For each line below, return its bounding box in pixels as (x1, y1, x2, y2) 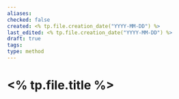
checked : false (7, 16, 51, 23)
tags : (7, 42, 23, 48)
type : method (7, 48, 44, 55)
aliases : (7, 10, 32, 17)
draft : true (7, 36, 41, 42)
